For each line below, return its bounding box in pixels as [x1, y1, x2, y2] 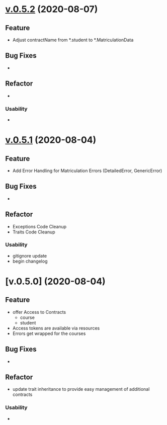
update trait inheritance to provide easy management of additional [12, 386, 150, 392]
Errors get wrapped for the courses [12, 330, 86, 336]
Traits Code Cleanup [12, 229, 55, 235]
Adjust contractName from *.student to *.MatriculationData [12, 37, 134, 43]
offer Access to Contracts [12, 309, 66, 315]
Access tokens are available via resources [12, 325, 100, 331]
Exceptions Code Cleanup [12, 223, 67, 229]
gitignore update [12, 252, 47, 259]
